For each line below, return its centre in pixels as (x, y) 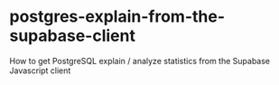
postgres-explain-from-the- (117, 17)
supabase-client (72, 36)
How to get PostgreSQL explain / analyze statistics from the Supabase (140, 61)
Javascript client (40, 71)
